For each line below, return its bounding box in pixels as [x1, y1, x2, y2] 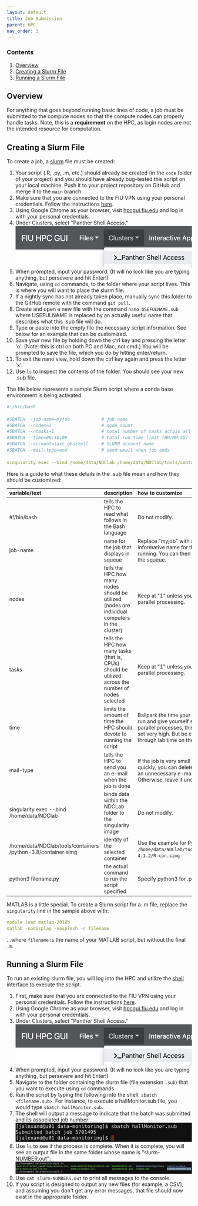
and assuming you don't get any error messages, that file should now [15, 1187, 183, 1194]
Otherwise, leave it [137, 776, 183, 783]
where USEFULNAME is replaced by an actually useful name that [15, 311, 173, 318]
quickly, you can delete [137, 764, 194, 771]
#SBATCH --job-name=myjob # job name [6, 416, 128, 422]
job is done [103, 782, 131, 790]
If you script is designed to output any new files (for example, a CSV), [15, 1181, 184, 1188]
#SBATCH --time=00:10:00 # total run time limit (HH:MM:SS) [6, 435, 189, 441]
